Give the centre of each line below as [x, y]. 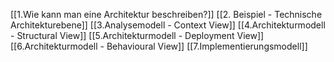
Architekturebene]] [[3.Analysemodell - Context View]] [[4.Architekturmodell [168, 25]
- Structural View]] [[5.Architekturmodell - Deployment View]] [137, 35]
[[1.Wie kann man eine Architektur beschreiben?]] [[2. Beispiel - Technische [166, 14]
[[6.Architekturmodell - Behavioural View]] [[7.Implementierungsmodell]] [159, 46]
